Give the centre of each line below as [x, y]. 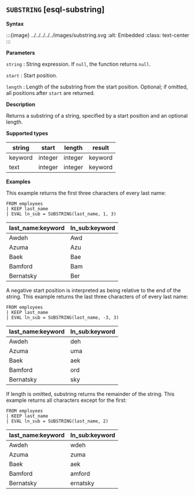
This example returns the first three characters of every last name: [86, 193]
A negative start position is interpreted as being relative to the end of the [94, 290]
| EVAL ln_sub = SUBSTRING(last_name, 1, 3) [61, 214]
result [101, 148]
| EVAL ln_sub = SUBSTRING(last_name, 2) [57, 421]
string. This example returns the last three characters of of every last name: [97, 296]
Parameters [20, 53]
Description [21, 104]
